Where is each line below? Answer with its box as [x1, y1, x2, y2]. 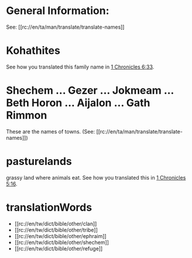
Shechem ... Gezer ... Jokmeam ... [6, 84, 174, 97]
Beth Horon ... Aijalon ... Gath [6, 97, 150, 109]
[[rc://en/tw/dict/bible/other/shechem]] [14, 239, 109, 246]
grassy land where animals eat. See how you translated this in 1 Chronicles [6, 174, 186, 181]
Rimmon [6, 109, 47, 122]
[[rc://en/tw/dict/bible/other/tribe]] [14, 226, 98, 233]
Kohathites [6, 44, 60, 57]
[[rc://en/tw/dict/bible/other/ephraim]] [14, 232, 107, 239]
